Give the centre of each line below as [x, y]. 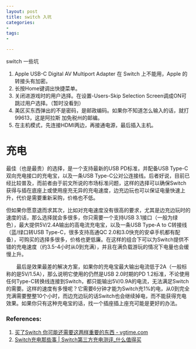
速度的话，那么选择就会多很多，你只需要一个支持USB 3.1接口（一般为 [90, 217]
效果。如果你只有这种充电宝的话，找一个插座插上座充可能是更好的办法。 [93, 303]
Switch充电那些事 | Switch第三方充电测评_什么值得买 [78, 340]
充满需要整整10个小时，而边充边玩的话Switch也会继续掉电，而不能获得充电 [97, 296]
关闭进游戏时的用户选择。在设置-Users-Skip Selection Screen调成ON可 [101, 96]
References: [24, 318]
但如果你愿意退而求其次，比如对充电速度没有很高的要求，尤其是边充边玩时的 [98, 210]
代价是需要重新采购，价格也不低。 [57, 198]
